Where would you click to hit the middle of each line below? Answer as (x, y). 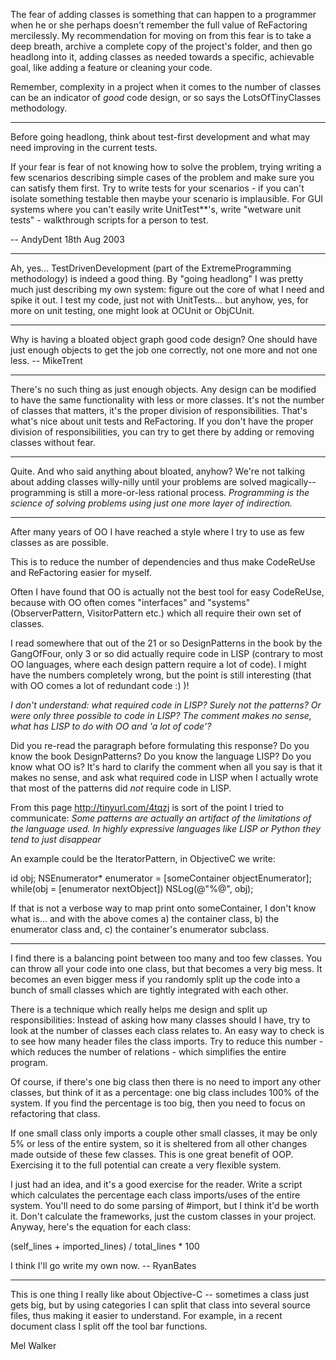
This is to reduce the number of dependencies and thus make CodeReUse (163, 562)
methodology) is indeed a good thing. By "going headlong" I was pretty (157, 278)
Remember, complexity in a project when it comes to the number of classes (166, 87)
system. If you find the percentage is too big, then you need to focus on (158, 1103)
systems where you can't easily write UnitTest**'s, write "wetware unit (156, 209)
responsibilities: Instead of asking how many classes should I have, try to (160, 1020)
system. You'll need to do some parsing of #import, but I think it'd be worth (165, 1205)
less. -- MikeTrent (46, 360)
